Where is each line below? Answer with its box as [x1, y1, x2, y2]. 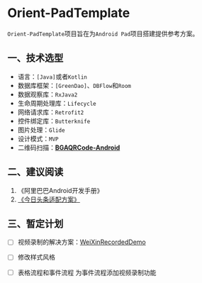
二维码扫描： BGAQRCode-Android [17, 143, 120, 152]
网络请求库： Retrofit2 [17, 108, 84, 116]
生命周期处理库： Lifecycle [17, 99, 97, 107]
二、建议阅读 [7, 166, 64, 178]
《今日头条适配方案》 [17, 195, 80, 204]
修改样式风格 [17, 253, 55, 262]
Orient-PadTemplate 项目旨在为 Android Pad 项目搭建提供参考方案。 [7, 29, 199, 38]
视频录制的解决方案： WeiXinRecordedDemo [17, 238, 147, 246]
